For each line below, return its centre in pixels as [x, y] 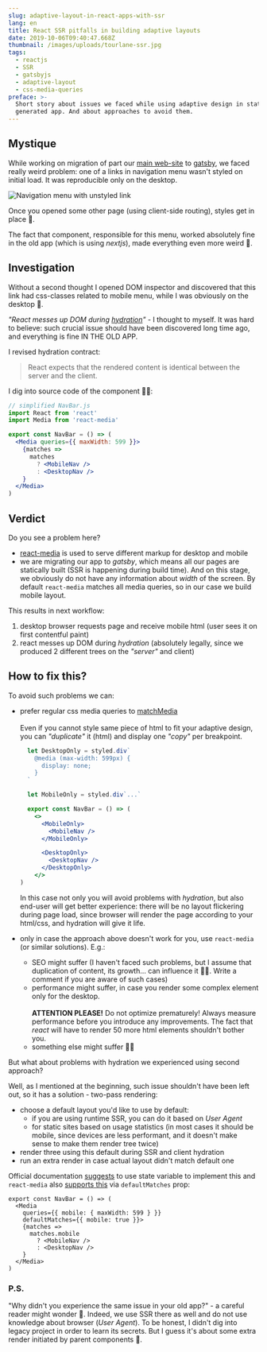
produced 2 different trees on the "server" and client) [107, 651]
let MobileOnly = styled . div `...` [84, 795]
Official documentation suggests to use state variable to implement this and [132, 1176]
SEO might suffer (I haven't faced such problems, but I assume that [141, 962]
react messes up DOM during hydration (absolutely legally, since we [132, 643]
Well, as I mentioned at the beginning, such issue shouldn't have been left [129, 1086]
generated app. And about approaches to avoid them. [104, 112]
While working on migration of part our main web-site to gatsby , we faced [129, 163]
